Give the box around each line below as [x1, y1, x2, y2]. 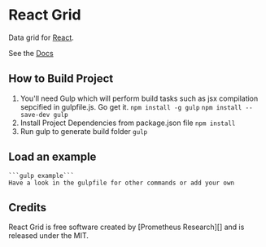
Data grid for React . [8, 32, 75, 42]
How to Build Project [8, 71, 114, 86]
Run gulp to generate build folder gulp [20, 126, 148, 136]
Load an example [8, 150, 97, 164]
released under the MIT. [8, 231, 89, 240]
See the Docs [8, 48, 55, 58]
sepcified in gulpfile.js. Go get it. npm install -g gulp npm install [20, 102, 242, 111]
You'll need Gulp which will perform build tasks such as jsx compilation [20, 93, 259, 103]
